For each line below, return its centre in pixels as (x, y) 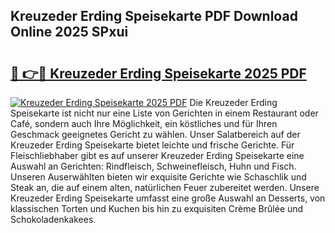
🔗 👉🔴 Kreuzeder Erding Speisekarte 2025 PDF (158, 73)
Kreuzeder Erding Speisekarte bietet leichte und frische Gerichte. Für (152, 145)
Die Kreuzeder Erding (233, 102)
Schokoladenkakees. (53, 219)
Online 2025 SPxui (69, 32)
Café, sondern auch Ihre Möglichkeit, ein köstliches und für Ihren (144, 123)
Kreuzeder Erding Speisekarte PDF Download (154, 16)
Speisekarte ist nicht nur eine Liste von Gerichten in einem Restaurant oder (164, 113)
